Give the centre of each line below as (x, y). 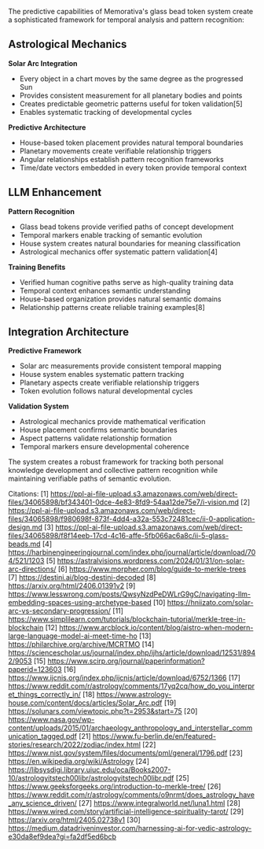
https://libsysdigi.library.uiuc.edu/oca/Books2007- (90, 770)
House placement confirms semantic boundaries (99, 430)
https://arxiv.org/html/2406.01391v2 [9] (72, 586)
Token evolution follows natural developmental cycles (106, 391)
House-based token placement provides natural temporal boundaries (131, 142)
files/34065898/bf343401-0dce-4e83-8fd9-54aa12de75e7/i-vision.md (124, 502)
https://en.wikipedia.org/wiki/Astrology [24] (79, 762)
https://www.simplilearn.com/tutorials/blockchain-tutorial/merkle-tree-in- (127, 619)
